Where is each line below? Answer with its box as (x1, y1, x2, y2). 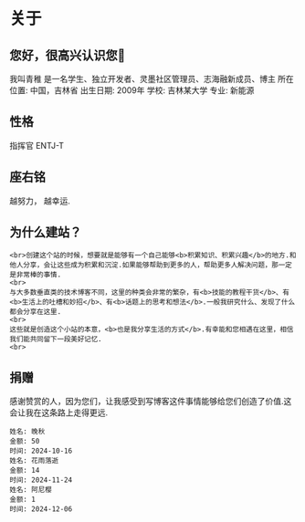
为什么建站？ (9, 224, 82, 240)
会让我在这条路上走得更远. (9, 407, 109, 418)
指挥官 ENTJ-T (9, 140, 65, 151)
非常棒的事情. (16, 270, 62, 279)
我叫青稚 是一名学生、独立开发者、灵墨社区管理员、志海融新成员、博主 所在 (9, 74, 294, 84)
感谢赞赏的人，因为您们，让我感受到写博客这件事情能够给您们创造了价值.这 (9, 396, 292, 407)
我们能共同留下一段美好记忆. (9, 335, 102, 344)
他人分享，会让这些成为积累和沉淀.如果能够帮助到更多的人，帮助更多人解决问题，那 (9, 261, 279, 270)
